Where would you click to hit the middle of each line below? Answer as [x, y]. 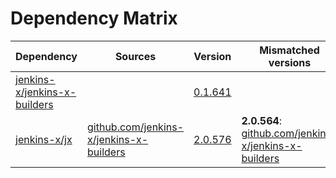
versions [290, 62]
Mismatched [289, 50]
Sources [135, 56]
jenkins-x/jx [44, 139]
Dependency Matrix [94, 18]
